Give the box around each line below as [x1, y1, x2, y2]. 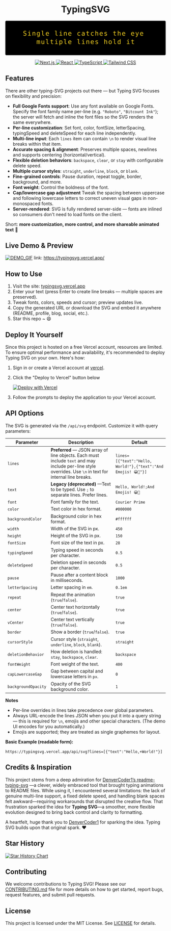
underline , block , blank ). [50, 641, 102, 648]
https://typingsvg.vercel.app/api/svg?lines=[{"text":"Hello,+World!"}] [5, 749, 163, 755]
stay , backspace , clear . [50, 654, 98, 660]
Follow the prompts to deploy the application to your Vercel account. [12, 394, 156, 400]
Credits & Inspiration [5, 763, 72, 772]
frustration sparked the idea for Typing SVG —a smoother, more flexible [5, 804, 155, 810]
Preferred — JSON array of [50, 447, 108, 453]
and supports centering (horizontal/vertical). [12, 151, 106, 158]
